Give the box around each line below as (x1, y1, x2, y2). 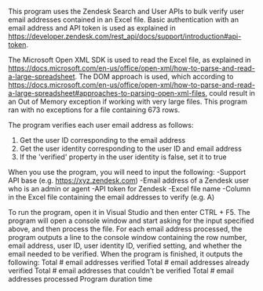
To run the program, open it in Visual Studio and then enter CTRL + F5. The (8, 208, 250, 216)
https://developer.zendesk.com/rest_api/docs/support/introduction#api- (8, 31, 242, 41)
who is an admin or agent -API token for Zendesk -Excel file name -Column (8, 184, 251, 193)
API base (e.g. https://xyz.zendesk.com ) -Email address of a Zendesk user (8, 176, 250, 185)
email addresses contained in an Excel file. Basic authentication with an (8, 15, 239, 24)
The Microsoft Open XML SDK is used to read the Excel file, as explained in (8, 55, 251, 64)
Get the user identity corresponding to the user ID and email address (19, 144, 242, 153)
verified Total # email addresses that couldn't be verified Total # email (8, 266, 234, 275)
